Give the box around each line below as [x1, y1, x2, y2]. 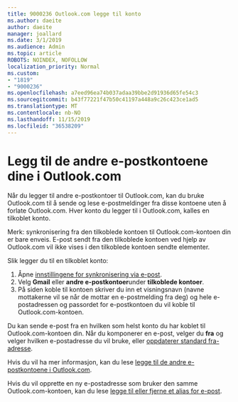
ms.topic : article [7, 50, 62, 57]
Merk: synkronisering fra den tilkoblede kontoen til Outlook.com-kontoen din [7, 228, 232, 236]
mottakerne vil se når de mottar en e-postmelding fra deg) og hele [17, 293, 212, 301]
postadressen [17, 301, 58, 309]
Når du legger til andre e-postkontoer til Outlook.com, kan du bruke [7, 191, 205, 200]
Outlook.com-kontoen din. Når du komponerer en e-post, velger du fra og [7, 329, 224, 337]
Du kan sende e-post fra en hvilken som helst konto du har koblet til [7, 322, 206, 330]
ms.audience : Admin [7, 43, 65, 50]
